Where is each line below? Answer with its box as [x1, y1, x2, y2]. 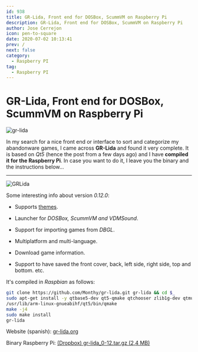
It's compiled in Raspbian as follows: [6, 279, 95, 286]
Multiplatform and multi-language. [14, 238, 98, 245]
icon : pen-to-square [6, 31, 57, 37]
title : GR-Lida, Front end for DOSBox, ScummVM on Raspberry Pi [6, 14, 167, 20]
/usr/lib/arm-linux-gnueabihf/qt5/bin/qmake [6, 301, 117, 306]
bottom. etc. [14, 267, 45, 274]
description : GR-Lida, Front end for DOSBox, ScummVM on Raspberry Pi [6, 20, 183, 25]
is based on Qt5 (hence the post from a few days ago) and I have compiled [6, 151, 189, 158]
